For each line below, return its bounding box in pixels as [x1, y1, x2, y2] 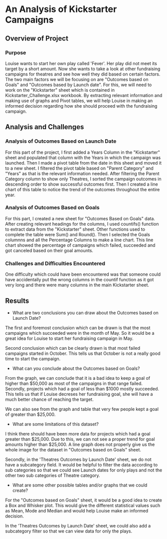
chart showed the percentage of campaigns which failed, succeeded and [5, 242, 156, 248]
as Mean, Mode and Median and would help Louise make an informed [5, 507, 149, 513]
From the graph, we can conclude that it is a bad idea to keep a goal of [5, 375, 151, 381]
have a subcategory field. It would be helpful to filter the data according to [5, 461, 158, 467]
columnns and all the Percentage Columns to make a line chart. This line [5, 237, 154, 243]
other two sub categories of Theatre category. [5, 472, 101, 478]
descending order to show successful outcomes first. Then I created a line [5, 181, 158, 187]
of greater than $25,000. [5, 411, 56, 417]
